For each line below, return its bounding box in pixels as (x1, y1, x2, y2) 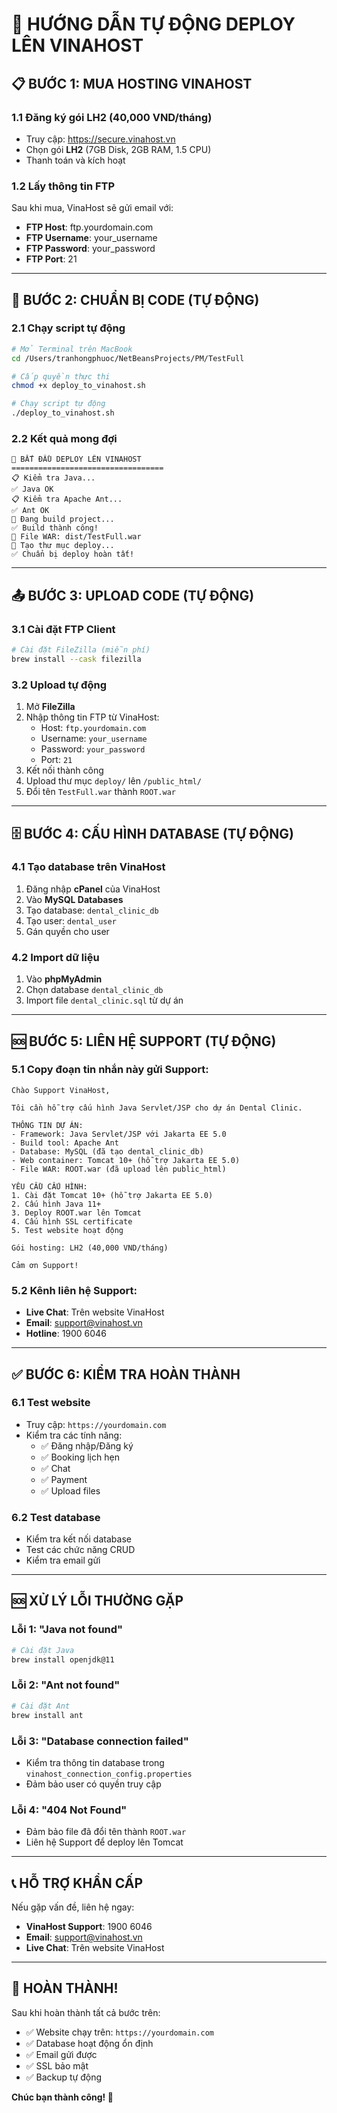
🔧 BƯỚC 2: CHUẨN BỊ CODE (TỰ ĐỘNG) (11, 291, 260, 308)
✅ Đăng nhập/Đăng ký (40, 1439, 134, 1452)
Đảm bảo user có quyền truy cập (25, 1778, 162, 1790)
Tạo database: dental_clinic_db (25, 904, 159, 916)
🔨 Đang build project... (11, 514, 115, 525)
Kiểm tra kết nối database (25, 1533, 132, 1545)
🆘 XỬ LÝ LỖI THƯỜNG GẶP (11, 1593, 184, 1610)
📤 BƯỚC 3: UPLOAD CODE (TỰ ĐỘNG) (11, 587, 255, 604)
